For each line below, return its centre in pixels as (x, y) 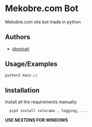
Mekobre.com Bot (42, 8)
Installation (22, 90)
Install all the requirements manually (41, 102)
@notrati (21, 48)
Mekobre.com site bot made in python (43, 22)
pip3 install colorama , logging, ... (49, 111)
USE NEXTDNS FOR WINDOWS (37, 120)
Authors (18, 37)
